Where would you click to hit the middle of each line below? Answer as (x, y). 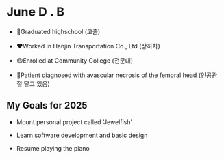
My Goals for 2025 (47, 105)
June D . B (36, 12)
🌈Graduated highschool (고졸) (58, 31)
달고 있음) (37, 83)
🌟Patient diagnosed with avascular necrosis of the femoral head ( (109, 75)
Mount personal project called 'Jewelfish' (74, 122)
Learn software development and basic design (82, 135)
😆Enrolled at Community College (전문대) (75, 60)
